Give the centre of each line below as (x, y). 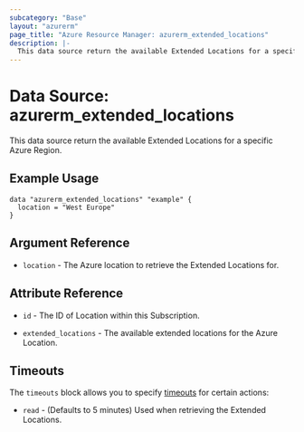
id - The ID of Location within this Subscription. (111, 315)
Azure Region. (36, 150)
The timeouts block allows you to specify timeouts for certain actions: (139, 393)
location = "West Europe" (66, 207)
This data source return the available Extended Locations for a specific (141, 140)
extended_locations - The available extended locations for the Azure (150, 332)
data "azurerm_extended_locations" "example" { (101, 199)
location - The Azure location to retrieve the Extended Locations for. (151, 264)
